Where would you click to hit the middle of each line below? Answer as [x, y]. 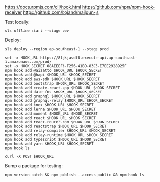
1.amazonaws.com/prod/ [28, 62]
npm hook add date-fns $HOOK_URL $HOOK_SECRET [54, 92]
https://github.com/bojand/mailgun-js [61, 12]
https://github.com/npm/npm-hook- [118, 7]
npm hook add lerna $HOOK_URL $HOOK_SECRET [50, 109]
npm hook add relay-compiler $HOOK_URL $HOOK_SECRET [60, 131]
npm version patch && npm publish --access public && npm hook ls [75, 175]
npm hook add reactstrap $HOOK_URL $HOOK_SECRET [56, 126]
